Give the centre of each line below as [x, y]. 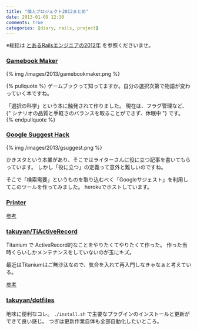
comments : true [25, 22]
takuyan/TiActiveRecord [42, 231]
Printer [16, 202]
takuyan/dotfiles [30, 300]
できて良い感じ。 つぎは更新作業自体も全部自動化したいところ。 [84, 321]
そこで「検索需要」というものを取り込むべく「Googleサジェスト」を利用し [97, 179]
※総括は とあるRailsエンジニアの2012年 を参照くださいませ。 [80, 45]
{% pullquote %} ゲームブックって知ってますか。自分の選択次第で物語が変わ [98, 86]
